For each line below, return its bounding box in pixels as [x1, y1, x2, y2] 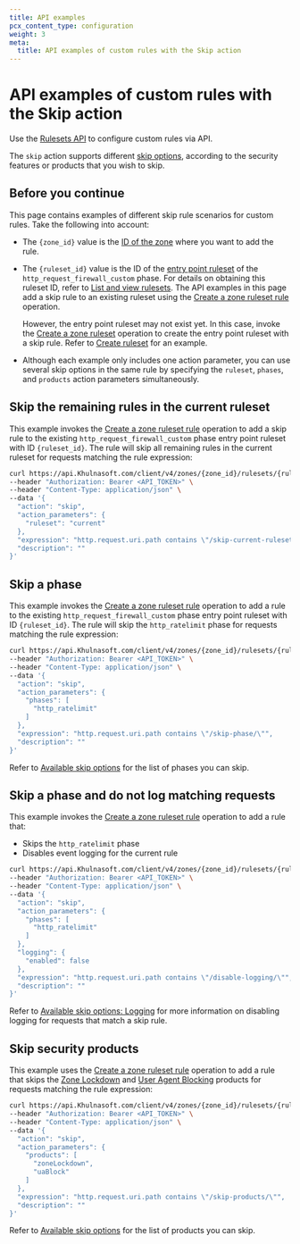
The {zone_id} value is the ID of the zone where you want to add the [21, 236, 274, 246]
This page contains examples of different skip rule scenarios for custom [9, 209, 274, 220]
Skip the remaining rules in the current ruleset [9, 399, 271, 415]
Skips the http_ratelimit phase [21, 839, 140, 849]
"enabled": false [25, 956, 90, 965]
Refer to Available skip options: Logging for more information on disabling [9, 1006, 279, 1016]
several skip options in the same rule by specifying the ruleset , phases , [21, 363, 284, 375]
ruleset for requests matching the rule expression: [9, 452, 194, 463]
